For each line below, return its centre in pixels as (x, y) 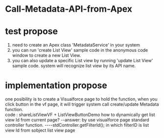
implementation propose (56, 85)
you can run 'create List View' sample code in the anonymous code (80, 50)
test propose (31, 32)
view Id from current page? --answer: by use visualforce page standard (77, 120)
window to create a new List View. (47, 55)
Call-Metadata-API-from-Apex (69, 9)
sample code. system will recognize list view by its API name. (74, 66)
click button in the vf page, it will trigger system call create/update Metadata (82, 104)
